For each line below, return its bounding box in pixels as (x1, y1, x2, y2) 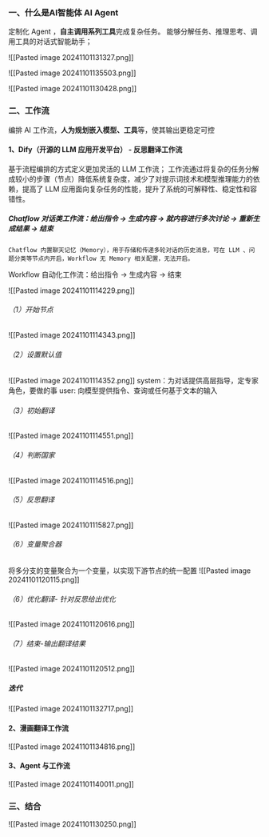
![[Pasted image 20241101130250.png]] (8, 819, 137, 829)
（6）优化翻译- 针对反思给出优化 (8, 594, 117, 603)
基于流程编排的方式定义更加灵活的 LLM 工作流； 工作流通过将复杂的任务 (8, 164, 246, 174)
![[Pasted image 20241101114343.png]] (8, 330, 136, 339)
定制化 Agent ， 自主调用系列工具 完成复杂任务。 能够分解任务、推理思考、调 (8, 26, 258, 37)
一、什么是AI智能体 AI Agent (8, 6, 119, 18)
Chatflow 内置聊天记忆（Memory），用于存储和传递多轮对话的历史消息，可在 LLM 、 (8, 246, 250, 254)
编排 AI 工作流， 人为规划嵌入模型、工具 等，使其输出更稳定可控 (8, 125, 216, 134)
